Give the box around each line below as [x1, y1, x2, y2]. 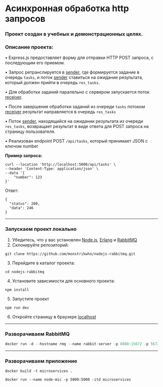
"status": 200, [9, 202, 40, 206]
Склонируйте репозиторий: [12, 242, 69, 248]
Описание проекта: [5, 44, 53, 51]
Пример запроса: [5, 153, 43, 159]
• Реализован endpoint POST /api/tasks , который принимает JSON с [5, 138, 148, 144]
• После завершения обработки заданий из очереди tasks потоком [5, 104, 146, 110]
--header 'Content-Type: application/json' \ [5, 166, 98, 171]
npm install [5, 287, 29, 292]
